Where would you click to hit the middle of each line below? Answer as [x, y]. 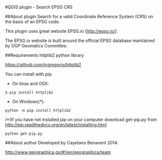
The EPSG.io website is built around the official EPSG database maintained [80, 40]
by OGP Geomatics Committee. [36, 46]
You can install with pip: [29, 74]
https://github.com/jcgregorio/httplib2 [43, 65]
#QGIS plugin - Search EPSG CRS [39, 7]
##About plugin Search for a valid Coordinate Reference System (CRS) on [79, 16]
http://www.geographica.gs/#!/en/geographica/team [58, 152]
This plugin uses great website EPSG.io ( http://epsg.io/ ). [61, 31]
